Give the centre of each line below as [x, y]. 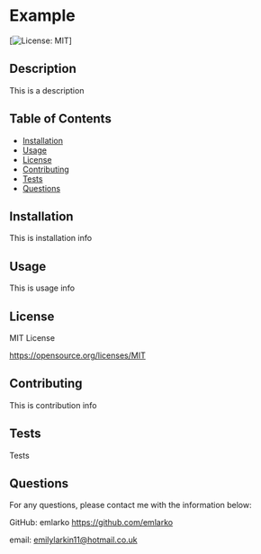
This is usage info [42, 288]
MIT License [32, 338]
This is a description [47, 90]
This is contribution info [53, 405]
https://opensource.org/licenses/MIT [77, 355]
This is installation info [51, 238]
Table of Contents [61, 119]
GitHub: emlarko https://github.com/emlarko [91, 523]
